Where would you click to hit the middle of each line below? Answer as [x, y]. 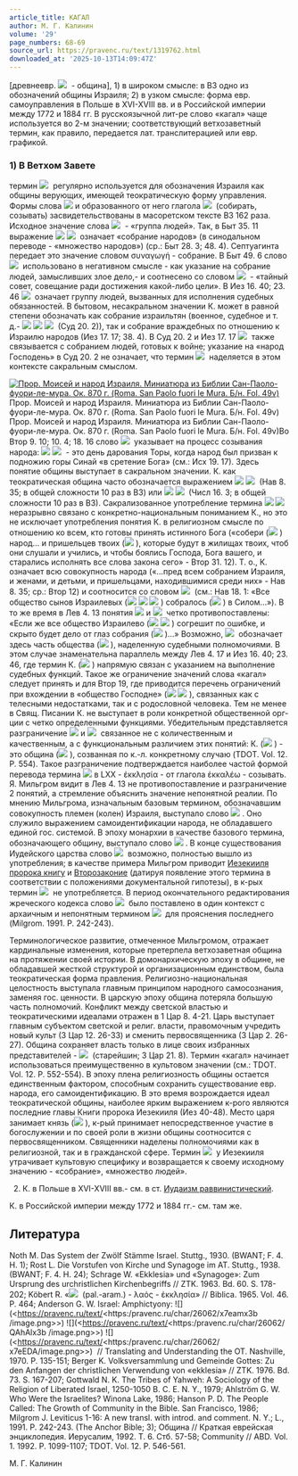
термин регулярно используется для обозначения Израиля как [137, 186]
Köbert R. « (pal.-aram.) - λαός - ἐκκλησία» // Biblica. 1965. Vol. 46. [158, 1295]
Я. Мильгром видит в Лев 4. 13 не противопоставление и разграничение [148, 784]
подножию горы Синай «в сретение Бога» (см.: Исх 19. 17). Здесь [134, 462]
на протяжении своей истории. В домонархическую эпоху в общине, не [147, 960]
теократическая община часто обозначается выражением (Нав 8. [148, 482]
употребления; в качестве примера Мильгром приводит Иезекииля [139, 863]
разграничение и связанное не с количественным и [121, 733]
